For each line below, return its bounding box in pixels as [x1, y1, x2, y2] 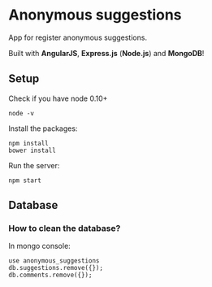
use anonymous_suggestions [8, 257, 100, 265]
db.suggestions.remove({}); [8, 264, 104, 272]
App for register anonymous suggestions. [8, 33, 148, 42]
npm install [8, 139, 49, 147]
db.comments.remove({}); [8, 271, 93, 280]
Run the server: [8, 160, 60, 170]
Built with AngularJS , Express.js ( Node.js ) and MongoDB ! [8, 48, 205, 58]
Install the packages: [8, 124, 78, 133]
